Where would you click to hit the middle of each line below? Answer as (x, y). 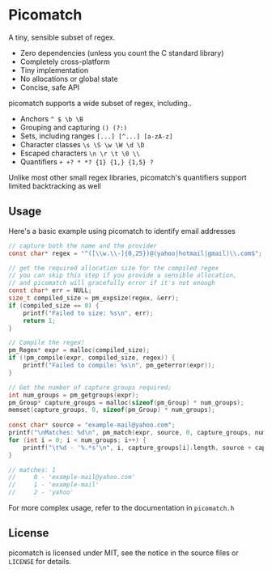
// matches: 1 (32, 470)
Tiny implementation (54, 70)
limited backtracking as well (55, 186)
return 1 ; (40, 320)
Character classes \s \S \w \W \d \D (82, 144)
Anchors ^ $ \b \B (51, 118)
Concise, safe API (50, 87)
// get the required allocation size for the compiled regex (114, 268)
